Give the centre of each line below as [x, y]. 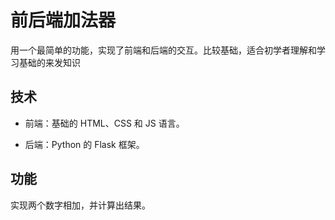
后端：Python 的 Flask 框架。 [84, 144]
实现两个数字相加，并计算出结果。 [80, 205]
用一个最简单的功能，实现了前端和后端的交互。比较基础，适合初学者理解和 [163, 50]
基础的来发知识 [49, 62]
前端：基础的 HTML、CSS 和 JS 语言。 [104, 123]
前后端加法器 [63, 20]
